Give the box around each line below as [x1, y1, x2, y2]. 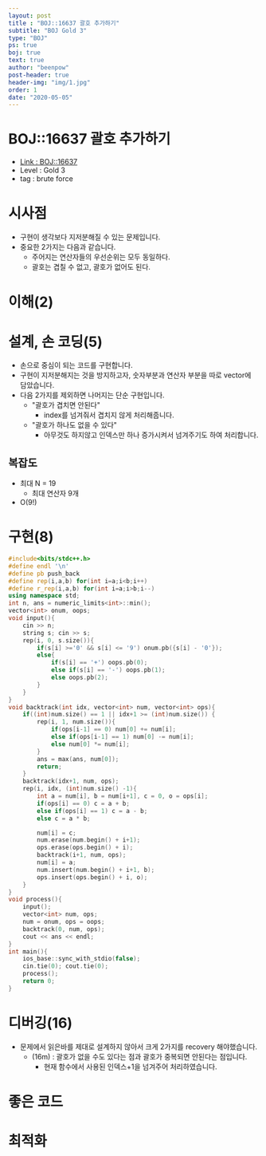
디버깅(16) [8, 1014, 73, 1032]
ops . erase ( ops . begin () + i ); [37, 843, 134, 852]
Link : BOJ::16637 [19, 157, 78, 167]
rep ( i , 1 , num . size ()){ [37, 718, 115, 726]
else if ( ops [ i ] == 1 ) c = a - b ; [37, 807, 148, 815]
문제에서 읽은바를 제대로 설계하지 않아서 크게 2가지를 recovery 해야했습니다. [19, 1042, 257, 1051]
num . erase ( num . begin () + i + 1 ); [37, 836, 141, 844]
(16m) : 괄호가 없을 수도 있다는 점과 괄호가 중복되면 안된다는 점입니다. [31, 1051, 248, 1061]
